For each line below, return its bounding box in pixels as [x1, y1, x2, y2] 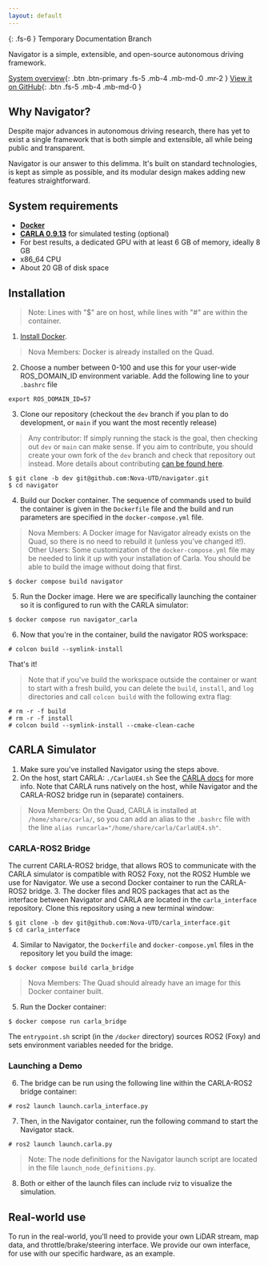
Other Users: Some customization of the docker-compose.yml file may [27, 545, 255, 555]
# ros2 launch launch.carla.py [8, 1140, 113, 1149]
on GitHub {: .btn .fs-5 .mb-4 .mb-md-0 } [8, 82, 142, 91]
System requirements [8, 199, 118, 212]
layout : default [8, 11, 62, 20]
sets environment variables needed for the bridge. [8, 1040, 174, 1050]
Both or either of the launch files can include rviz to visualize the [19, 1179, 233, 1188]
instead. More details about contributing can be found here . [27, 459, 225, 469]
